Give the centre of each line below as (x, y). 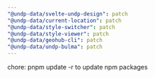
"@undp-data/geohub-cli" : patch (55, 40)
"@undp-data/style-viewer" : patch (58, 34)
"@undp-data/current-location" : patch (64, 21)
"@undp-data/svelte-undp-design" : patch (68, 14)
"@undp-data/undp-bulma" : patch (55, 47)
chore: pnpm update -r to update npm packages (77, 67)
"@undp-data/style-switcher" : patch (61, 27)
